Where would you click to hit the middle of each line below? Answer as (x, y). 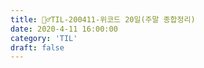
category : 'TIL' (44, 38)
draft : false (37, 47)
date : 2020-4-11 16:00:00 (64, 29)
